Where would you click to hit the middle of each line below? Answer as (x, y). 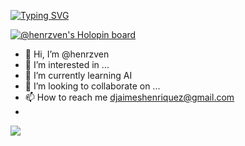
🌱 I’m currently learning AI (78, 75)
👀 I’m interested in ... (67, 64)
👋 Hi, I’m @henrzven (67, 54)
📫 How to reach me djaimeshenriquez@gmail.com (129, 97)
